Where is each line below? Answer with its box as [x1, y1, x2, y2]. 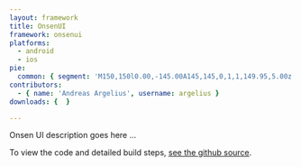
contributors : [9, 80, 63, 89]
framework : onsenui [9, 30, 83, 39]
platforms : [9, 38, 50, 48]
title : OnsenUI [9, 22, 67, 31]
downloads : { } [9, 97, 70, 107]
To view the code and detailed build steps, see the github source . [9, 147, 252, 158]
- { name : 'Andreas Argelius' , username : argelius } [17, 88, 220, 97]
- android [17, 47, 54, 56]
